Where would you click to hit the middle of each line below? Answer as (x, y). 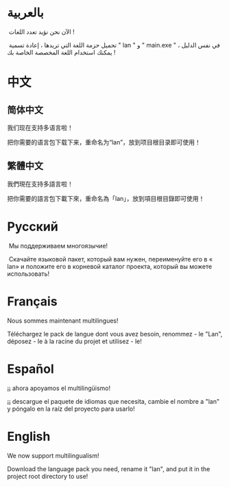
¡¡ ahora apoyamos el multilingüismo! (59, 388)
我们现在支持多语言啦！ (40, 127)
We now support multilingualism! (53, 455)
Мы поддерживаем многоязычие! (58, 246)
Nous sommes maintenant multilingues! (63, 321)
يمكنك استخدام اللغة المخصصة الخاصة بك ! (61, 52)
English (29, 436)
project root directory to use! (48, 476)
